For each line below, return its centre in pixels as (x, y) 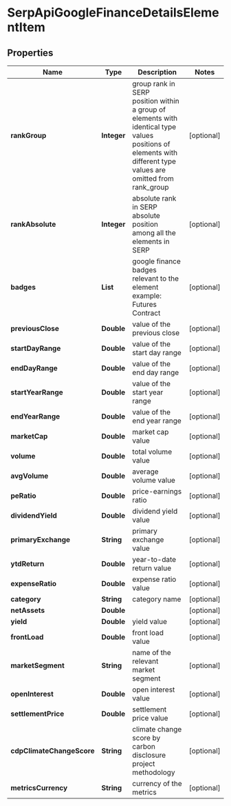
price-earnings (157, 491)
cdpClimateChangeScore (53, 751)
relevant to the (155, 279)
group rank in (154, 84)
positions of (151, 144)
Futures (144, 304)
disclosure (149, 755)
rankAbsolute (33, 224)
